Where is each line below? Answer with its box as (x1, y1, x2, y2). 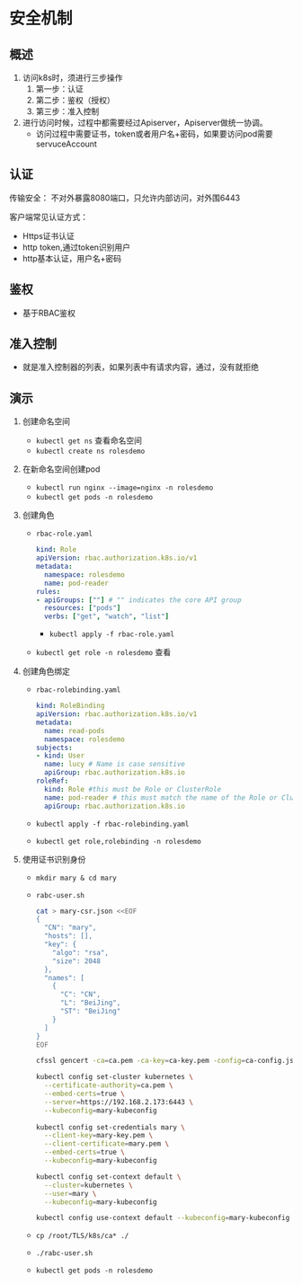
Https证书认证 (22, 230, 75, 241)
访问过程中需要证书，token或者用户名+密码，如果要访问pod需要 (35, 128, 274, 139)
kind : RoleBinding (35, 702, 105, 711)
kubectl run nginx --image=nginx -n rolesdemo (35, 483, 214, 492)
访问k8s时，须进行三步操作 (22, 73, 123, 83)
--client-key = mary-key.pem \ (43, 1131, 154, 1140)
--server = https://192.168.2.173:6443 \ (43, 1097, 193, 1106)
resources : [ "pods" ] (43, 604, 121, 613)
